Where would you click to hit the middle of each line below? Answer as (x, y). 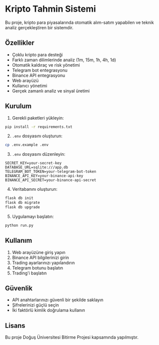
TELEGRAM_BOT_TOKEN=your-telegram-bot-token (51, 172)
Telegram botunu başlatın (38, 268)
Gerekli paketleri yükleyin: (38, 118)
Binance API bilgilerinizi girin (40, 257)
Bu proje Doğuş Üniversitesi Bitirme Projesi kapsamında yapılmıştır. (72, 337)
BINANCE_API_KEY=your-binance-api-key (44, 176)
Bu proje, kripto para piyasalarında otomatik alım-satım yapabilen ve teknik (79, 22)
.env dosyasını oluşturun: (37, 136)
